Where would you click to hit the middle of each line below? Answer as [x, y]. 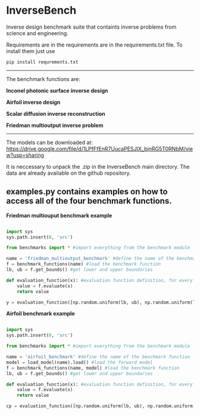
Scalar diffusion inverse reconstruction [56, 113]
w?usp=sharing [25, 155]
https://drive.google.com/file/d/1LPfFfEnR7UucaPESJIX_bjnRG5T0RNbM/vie [100, 148]
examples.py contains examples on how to [87, 192]
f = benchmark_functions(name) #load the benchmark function [84, 264]
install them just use [31, 51]
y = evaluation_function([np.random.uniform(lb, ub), [74, 302]
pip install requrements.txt [42, 62]
